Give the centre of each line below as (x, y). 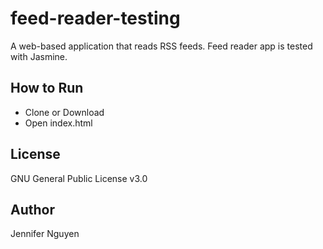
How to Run (47, 88)
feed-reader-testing (95, 18)
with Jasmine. (39, 56)
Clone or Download (64, 112)
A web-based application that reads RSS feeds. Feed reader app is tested (161, 46)
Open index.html (58, 123)
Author (32, 209)
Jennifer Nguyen (45, 234)
